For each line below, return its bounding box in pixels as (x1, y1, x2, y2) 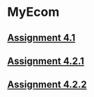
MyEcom (7, 4, 60, 20)
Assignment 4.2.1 (7, 55, 85, 67)
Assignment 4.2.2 (7, 79, 87, 91)
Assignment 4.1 (7, 32, 76, 44)
